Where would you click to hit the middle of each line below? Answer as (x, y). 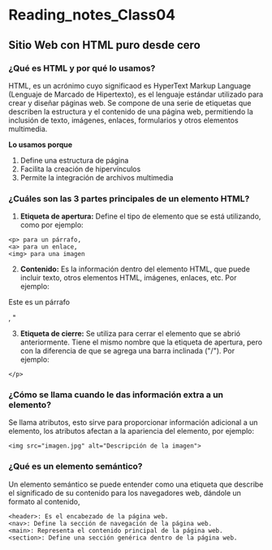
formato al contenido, (44, 501)
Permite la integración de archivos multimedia (97, 177)
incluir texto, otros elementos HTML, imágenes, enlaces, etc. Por (128, 278)
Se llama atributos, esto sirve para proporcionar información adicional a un (133, 422)
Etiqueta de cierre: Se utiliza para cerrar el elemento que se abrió (130, 334)
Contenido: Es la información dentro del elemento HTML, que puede (135, 269)
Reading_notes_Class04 (92, 15)
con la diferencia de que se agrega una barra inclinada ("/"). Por (127, 351)
